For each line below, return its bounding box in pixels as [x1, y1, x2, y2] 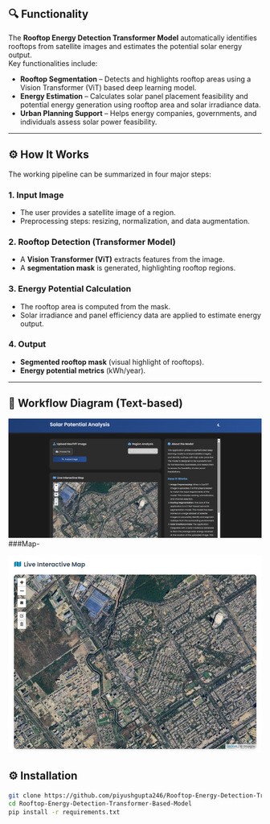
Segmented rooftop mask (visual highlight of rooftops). [19, 357, 205, 366]
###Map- [8, 539, 40, 549]
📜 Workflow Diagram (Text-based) [8, 396, 183, 410]
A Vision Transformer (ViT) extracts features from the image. [19, 255, 225, 264]
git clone [8, 791, 42, 800]
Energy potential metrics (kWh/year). [19, 366, 146, 375]
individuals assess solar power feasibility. [19, 117, 157, 126]
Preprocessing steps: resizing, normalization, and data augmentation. [19, 216, 251, 226]
